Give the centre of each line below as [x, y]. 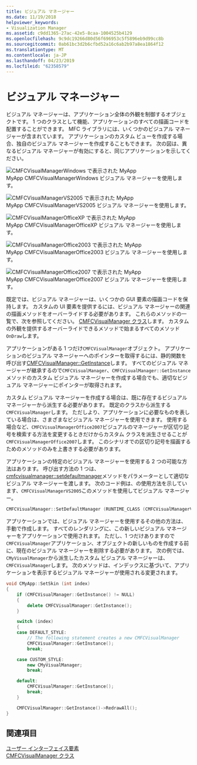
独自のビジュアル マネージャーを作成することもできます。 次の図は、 [99, 144]
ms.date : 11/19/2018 [31, 17]
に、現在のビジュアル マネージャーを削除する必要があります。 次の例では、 [97, 551]
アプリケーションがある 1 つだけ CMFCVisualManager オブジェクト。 [85, 348]
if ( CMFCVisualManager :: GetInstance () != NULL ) [76, 594]
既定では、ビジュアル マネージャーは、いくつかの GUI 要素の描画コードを [95, 299]
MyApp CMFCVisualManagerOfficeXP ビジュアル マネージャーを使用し [91, 225]
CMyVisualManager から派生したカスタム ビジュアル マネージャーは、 [87, 558]
